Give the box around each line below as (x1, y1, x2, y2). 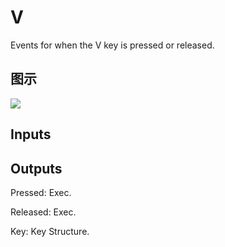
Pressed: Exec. (10, 186, 72, 198)
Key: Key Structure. (10, 225, 90, 237)
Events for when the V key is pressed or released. (10, 39, 215, 51)
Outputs (10, 160, 63, 177)
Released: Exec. (10, 206, 77, 218)
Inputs (10, 126, 52, 143)
